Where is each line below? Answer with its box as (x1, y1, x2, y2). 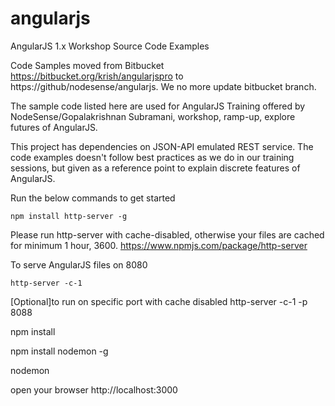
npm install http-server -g (10, 211, 128, 221)
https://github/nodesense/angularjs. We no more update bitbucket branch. (10, 80, 317, 92)
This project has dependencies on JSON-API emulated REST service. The (10, 140, 314, 152)
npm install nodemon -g (10, 345, 109, 357)
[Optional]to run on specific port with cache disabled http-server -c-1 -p (10, 295, 308, 307)
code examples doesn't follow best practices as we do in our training (10, 151, 295, 163)
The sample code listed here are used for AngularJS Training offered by (10, 100, 306, 112)
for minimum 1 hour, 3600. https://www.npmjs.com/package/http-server (10, 239, 308, 251)
